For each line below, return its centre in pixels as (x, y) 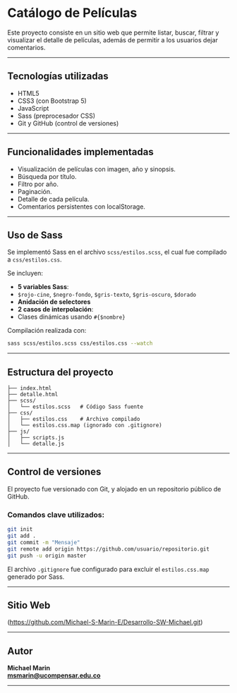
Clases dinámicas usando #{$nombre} (71, 317)
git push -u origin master (47, 556)
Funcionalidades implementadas (80, 152)
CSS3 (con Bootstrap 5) (52, 101)
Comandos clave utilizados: (56, 515)
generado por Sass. (36, 577)
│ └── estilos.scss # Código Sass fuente (75, 407)
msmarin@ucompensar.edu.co (54, 675)
